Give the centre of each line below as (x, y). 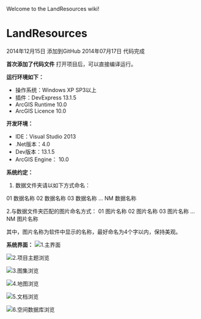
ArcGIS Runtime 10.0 (41, 104)
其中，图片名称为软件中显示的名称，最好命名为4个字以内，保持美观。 (94, 232)
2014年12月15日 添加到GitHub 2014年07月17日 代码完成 (76, 51)
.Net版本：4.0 (33, 144)
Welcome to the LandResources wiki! (53, 9)
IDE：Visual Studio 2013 (46, 136)
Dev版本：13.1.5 (35, 151)
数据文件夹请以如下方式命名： (53, 185)
